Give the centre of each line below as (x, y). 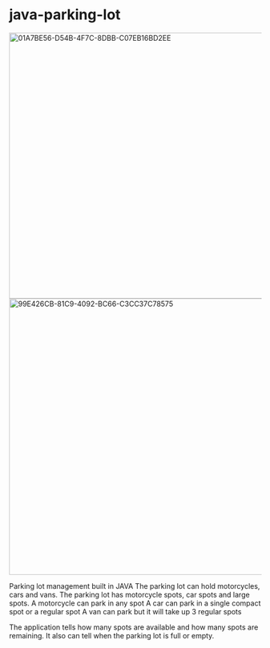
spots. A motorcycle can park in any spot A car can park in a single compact (135, 603)
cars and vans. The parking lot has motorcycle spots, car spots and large (130, 594)
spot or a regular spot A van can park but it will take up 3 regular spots (125, 611)
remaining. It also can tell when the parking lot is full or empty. (112, 635)
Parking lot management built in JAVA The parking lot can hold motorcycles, (135, 586)
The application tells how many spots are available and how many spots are (134, 627)
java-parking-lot (65, 15)
